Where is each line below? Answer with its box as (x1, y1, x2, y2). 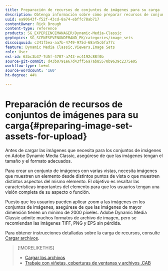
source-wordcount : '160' (5, 68, 57, 73)
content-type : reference (5, 26, 57, 31)
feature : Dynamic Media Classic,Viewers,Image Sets (5, 45, 115, 50)
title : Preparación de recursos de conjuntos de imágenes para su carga (5, 7, 160, 13)
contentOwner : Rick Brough (5, 21, 61, 27)
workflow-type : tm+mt (5, 63, 50, 68)
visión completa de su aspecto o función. (5, 189, 90, 195)
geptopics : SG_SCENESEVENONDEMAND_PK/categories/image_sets (5, 36, 133, 41)
